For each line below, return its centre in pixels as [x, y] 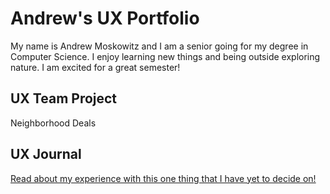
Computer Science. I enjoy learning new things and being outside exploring [165, 56]
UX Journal [46, 154]
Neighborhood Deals [53, 123]
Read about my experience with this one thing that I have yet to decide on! [163, 178]
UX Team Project [64, 98]
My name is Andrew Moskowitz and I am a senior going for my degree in [159, 46]
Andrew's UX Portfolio [105, 18]
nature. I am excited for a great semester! [95, 67]
